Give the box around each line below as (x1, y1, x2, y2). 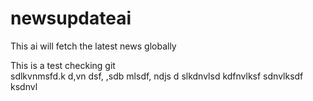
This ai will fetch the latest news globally (10, 40, 177, 52)
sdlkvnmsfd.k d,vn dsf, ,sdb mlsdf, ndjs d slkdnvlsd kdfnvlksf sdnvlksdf (10, 70, 304, 82)
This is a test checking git (10, 59, 116, 71)
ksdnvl (10, 80, 38, 92)
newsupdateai (10, 7, 132, 30)
